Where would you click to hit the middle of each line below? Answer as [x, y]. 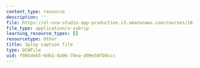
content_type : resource [36, 12]
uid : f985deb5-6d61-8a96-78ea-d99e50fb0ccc [61, 56]
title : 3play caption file [40, 45]
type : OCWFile [24, 50]
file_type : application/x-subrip [48, 28]
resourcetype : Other [32, 39]
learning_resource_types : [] [42, 34]
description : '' [26, 17]
